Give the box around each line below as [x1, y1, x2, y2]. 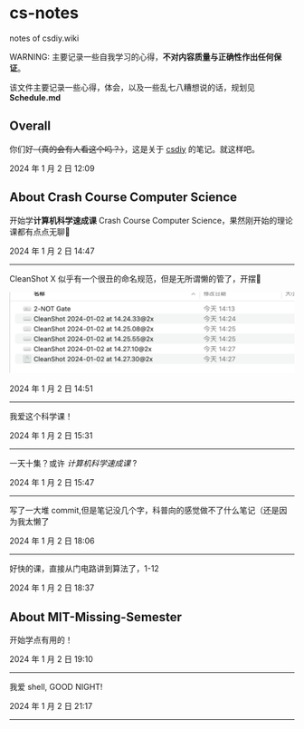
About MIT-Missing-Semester [9, 609, 183, 625]
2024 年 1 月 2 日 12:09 [9, 162, 95, 174]
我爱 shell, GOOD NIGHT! [9, 682, 103, 693]
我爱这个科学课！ [9, 411, 73, 422]
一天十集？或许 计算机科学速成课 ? [9, 458, 138, 469]
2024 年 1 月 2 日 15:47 [9, 477, 95, 488]
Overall [9, 119, 52, 134]
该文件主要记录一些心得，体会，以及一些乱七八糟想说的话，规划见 [9, 82, 255, 92]
